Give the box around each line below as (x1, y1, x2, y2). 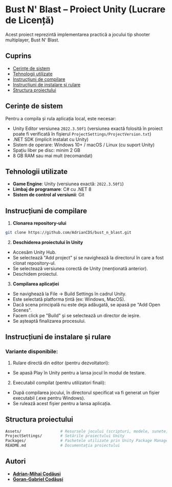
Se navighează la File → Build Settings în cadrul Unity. (12, 291, 127, 297)
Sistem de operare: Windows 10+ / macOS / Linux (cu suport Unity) (12, 142, 155, 148)
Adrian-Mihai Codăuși (12, 471, 61, 477)
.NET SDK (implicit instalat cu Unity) (12, 136, 89, 142)
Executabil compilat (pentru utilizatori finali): (12, 380, 106, 386)
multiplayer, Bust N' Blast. (5, 37, 60, 43)
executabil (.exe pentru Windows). (12, 395, 85, 401)
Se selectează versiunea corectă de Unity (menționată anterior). (12, 265, 148, 272)
